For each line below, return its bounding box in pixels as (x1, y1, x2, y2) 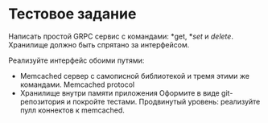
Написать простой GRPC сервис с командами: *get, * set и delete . (8, 31, 233, 41)
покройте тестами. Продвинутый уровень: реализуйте (72, 96, 261, 106)
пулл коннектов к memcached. (19, 105, 125, 115)
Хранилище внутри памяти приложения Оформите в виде (19, 88, 220, 97)
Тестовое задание (8, 5, 137, 23)
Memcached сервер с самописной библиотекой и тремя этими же (19, 71, 249, 80)
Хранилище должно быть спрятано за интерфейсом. (8, 39, 190, 49)
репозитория (19, 96, 65, 106)
